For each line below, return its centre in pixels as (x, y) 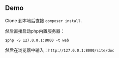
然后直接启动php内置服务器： (35, 31)
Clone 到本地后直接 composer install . (44, 20)
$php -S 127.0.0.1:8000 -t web (37, 40)
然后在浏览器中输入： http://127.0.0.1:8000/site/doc (60, 50)
